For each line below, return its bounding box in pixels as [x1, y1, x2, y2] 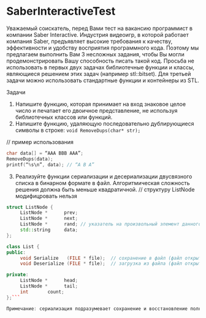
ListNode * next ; [20, 216, 78, 222]
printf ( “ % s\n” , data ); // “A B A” [6, 161, 95, 168]
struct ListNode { [6, 204, 53, 210]
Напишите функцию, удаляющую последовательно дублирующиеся [15, 119, 194, 127]
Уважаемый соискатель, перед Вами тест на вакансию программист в [6, 25, 193, 32]
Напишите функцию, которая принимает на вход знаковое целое [15, 100, 186, 108]
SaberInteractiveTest [6, 4, 116, 18]
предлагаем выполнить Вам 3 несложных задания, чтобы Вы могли [6, 50, 185, 58]
